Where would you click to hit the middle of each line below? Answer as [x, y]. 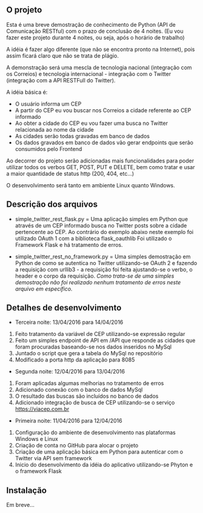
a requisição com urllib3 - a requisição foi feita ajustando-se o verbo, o [104, 269]
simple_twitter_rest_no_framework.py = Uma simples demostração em [103, 256]
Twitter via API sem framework [53, 458]
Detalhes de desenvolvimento [64, 308]
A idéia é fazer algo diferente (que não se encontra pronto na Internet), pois [101, 49]
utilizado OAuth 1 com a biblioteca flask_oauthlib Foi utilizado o [93, 238]
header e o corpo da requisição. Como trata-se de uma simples [95, 276]
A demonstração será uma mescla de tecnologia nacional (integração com [99, 67]
